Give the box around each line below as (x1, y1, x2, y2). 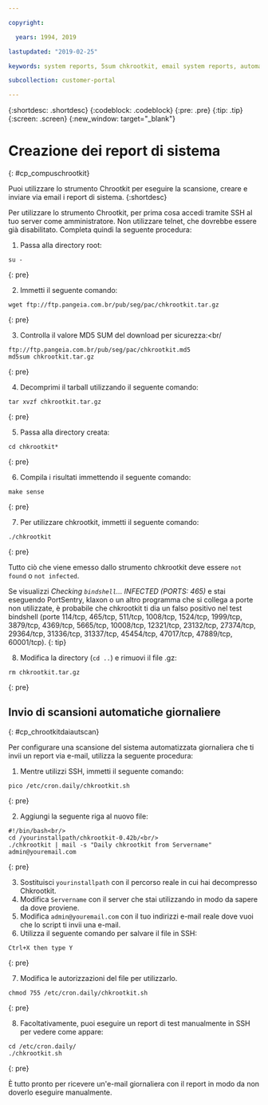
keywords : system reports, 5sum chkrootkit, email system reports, (8, 62, 238, 70)
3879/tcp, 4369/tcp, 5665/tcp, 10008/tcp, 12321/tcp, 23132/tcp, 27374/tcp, (8, 621, 257, 631)
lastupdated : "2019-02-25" (8, 47, 98, 56)
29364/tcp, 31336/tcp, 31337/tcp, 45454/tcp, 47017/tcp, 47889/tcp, (8, 629, 233, 639)
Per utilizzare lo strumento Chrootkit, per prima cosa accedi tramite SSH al (8, 208, 253, 218)
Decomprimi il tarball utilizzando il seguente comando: (19, 382, 199, 392)
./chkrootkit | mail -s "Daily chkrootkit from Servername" (8, 841, 213, 849)
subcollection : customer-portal (8, 77, 116, 85)
